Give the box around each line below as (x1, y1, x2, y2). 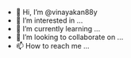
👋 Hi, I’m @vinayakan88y (15, 8, 98, 16)
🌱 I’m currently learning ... (15, 24, 101, 33)
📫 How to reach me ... (15, 42, 90, 50)
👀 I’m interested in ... (15, 16, 83, 25)
